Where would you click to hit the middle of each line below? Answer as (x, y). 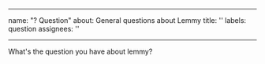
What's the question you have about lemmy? (80, 51)
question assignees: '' (44, 29)
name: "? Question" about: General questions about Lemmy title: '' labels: (127, 20)
